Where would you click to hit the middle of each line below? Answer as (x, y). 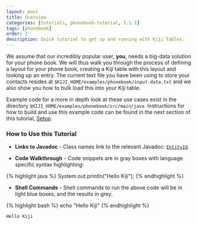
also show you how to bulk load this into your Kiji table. (74, 88)
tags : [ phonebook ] (29, 28)
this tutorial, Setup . (29, 118)
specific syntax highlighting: (49, 165)
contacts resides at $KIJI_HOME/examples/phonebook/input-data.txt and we (99, 82)
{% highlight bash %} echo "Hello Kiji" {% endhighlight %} (78, 205)
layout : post (22, 12)
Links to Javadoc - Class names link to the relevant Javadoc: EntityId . (102, 147)
